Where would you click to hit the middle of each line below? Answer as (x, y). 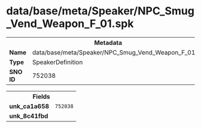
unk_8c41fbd (29, 116)
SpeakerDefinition (57, 62)
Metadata (108, 42)
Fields (42, 96)
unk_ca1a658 (29, 106)
